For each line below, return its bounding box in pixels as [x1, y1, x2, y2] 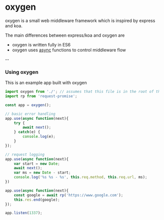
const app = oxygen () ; [5, 102, 51, 108]
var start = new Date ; [14, 161, 60, 166]
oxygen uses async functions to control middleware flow [12, 47, 126, 53]
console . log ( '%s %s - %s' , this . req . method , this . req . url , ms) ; [14, 175, 147, 180]
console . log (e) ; [22, 134, 56, 139]
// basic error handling [5, 111, 56, 116]
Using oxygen [5, 68, 39, 75]
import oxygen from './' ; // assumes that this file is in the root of [5, 89, 154, 94]
